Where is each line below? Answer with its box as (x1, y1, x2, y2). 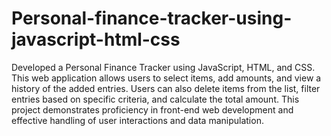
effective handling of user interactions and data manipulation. (11, 114, 264, 126)
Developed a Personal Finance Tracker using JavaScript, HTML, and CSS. (11, 61, 316, 73)
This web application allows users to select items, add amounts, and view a (11, 72, 322, 84)
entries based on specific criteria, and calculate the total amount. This (11, 93, 300, 105)
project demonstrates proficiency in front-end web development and (11, 103, 294, 116)
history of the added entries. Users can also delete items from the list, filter (11, 82, 321, 94)
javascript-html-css (11, 28, 181, 51)
